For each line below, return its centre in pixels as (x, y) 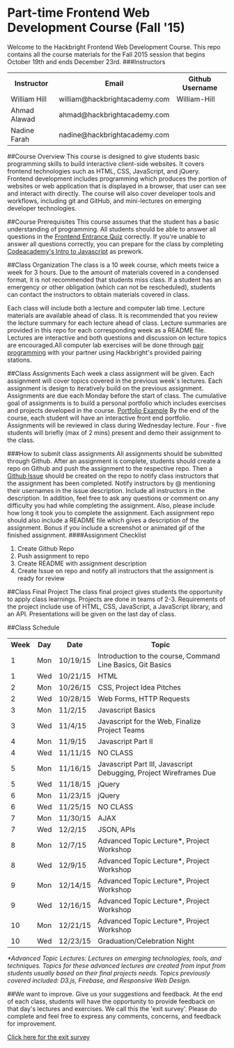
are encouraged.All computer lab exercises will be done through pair (106, 345)
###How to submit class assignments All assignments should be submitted (115, 453)
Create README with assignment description (82, 563)
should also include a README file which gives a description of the (103, 520)
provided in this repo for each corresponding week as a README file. (107, 330)
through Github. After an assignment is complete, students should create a (114, 461)
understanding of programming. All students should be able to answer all (112, 229)
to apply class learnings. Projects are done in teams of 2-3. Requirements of (116, 599)
